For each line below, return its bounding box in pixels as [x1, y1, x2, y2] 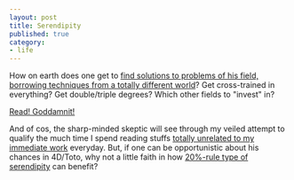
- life [9, 46, 34, 55]
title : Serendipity [9, 21, 82, 30]
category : [9, 37, 46, 47]
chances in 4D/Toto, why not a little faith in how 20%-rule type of [9, 152, 249, 162]
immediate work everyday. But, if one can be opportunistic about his [9, 143, 259, 153]
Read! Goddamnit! [9, 106, 75, 117]
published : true [9, 29, 69, 38]
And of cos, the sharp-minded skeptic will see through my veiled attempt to [9, 123, 286, 134]
